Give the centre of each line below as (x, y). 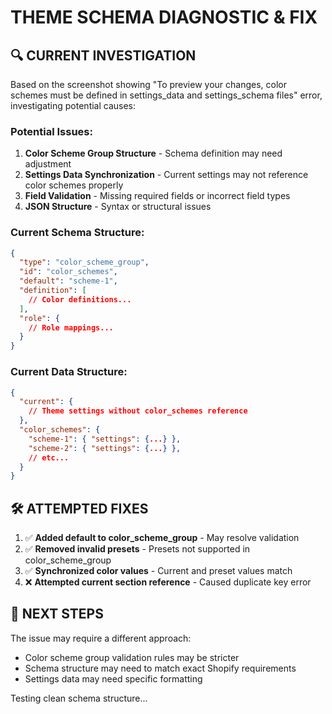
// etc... (49, 457)
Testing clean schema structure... (79, 698)
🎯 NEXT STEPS (57, 614)
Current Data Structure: (69, 372)
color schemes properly (74, 185)
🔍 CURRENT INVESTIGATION (103, 55)
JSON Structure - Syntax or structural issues (118, 207)
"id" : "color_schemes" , (68, 272)
